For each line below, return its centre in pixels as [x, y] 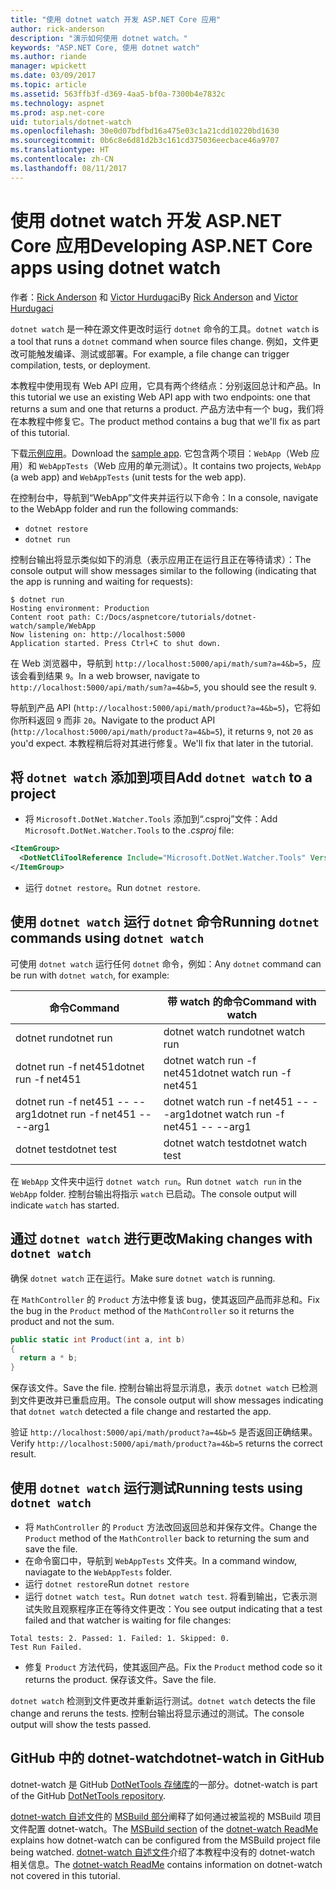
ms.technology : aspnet [57, 103]
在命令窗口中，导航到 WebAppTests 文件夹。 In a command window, [161, 1560]
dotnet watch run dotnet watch [234, 1031]
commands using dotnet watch [107, 938]
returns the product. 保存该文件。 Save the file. [120, 1679]
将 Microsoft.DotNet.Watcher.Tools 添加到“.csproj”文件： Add [151, 819]
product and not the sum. [62, 1321]
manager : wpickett [48, 66]
